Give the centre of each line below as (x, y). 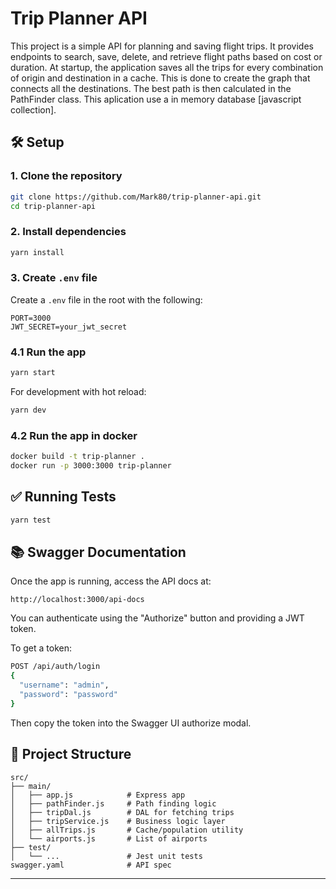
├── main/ (31, 786)
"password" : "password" (68, 695)
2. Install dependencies (68, 232)
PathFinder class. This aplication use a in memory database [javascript (156, 99)
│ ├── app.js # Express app (98, 795)
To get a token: (41, 648)
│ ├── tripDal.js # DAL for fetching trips (122, 812)
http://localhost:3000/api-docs (77, 600)
